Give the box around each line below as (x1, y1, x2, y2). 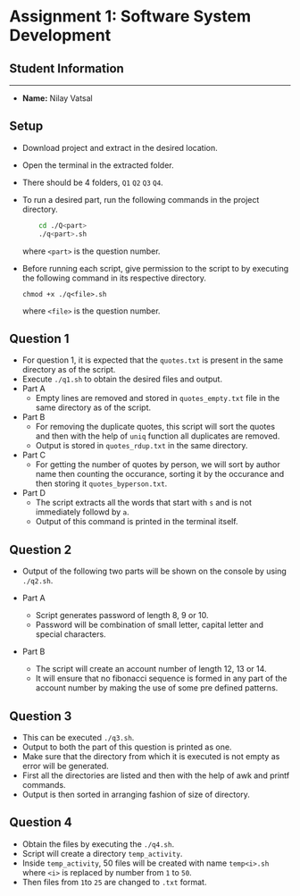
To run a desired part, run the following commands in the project (21, 194, 260, 205)
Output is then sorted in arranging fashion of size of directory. (21, 789, 250, 800)
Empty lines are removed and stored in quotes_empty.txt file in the (35, 393, 280, 404)
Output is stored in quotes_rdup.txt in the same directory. (35, 440, 248, 451)
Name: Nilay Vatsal (21, 93, 94, 104)
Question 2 (9, 542, 72, 557)
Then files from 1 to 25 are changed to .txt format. (21, 876, 207, 887)
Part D (21, 488, 46, 498)
